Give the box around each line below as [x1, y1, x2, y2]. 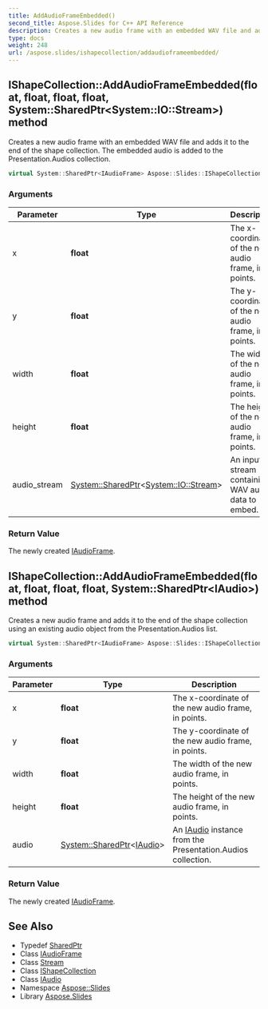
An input [230, 454, 262, 465]
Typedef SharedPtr [19, 940, 83, 951]
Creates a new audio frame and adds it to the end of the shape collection [8, 616, 249, 626]
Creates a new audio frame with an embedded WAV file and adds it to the [8, 137, 250, 146]
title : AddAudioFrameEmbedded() [8, 11, 116, 20]
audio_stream [12, 479, 63, 490]
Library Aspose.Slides [19, 991, 93, 1001]
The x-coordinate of [172, 693, 250, 704]
